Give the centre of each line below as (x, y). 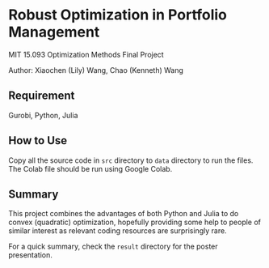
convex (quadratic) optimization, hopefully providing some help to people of (134, 222)
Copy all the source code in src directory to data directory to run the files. (131, 160)
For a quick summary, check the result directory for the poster (113, 247)
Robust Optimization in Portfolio (118, 15)
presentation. (30, 255)
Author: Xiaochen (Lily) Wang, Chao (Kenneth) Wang (96, 70)
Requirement (42, 96)
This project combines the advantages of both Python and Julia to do (124, 214)
